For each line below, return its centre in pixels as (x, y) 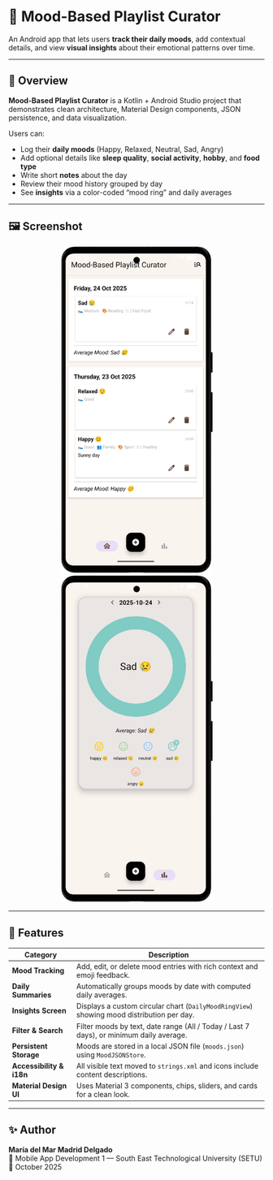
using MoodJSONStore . (111, 1054)
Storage (26, 1054)
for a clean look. (103, 1095)
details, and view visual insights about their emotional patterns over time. (132, 47)
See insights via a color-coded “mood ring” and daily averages (126, 192)
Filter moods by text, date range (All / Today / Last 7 (163, 1026)
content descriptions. (112, 1074)
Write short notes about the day (74, 175)
